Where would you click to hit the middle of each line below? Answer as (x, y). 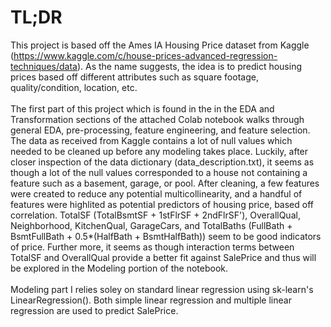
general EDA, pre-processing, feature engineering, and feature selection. (160, 130)
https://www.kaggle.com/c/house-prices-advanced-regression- (145, 55)
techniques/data (44, 66)
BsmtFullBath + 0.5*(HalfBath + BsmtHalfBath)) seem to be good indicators (166, 236)
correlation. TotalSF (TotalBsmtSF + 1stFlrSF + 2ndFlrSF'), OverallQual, (155, 215)
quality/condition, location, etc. (74, 87)
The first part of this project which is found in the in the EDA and (142, 108)
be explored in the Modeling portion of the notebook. (119, 268)
